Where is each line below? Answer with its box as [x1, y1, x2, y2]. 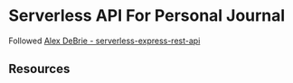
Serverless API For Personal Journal [8, 5, 286, 26]
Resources [8, 61, 71, 77]
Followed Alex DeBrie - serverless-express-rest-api [8, 35, 201, 46]
